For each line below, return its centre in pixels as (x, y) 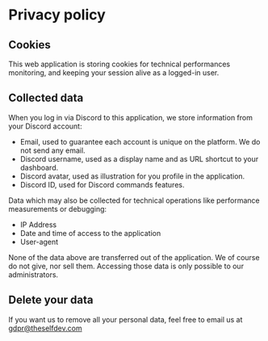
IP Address (38, 225)
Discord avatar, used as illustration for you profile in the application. (132, 176)
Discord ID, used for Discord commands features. (102, 184)
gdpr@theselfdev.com (45, 328)
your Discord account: (45, 126)
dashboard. (39, 167)
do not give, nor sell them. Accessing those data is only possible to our (126, 266)
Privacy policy (57, 15)
